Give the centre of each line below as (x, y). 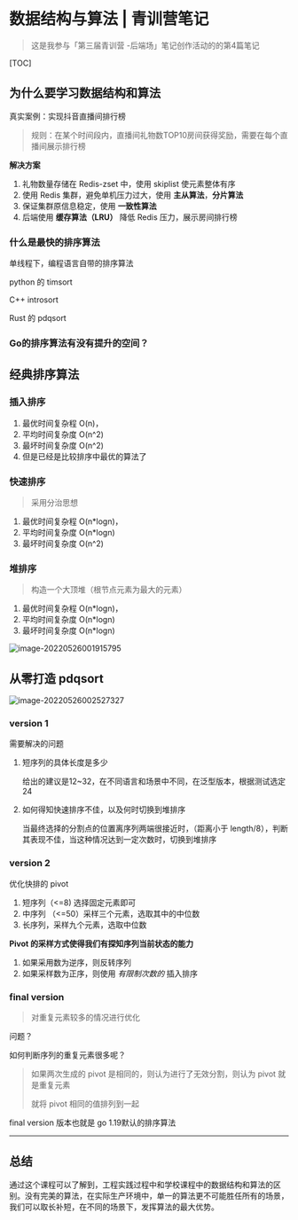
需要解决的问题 (36, 744)
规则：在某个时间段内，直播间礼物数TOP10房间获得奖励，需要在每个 (156, 135)
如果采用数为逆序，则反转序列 (76, 962)
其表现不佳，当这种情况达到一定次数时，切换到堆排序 (119, 840)
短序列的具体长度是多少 (65, 762)
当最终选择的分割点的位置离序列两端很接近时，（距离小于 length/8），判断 (155, 829)
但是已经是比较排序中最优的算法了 (84, 456)
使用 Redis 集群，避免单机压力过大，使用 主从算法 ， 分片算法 (133, 195)
